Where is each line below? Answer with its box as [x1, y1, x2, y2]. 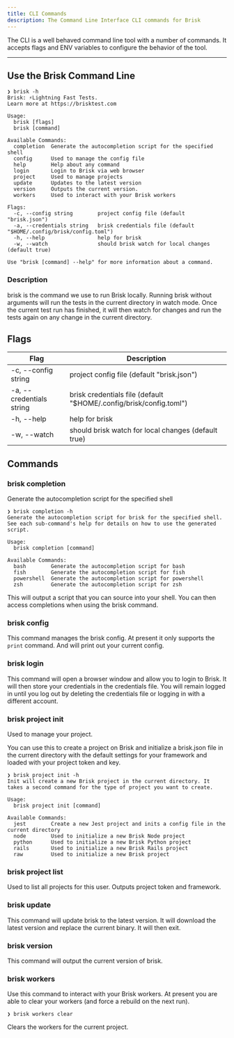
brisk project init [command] [13, 802, 101, 809]
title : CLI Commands [7, 10, 68, 17]
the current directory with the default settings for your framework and [7, 751, 208, 759]
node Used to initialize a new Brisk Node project [13, 833, 186, 840]
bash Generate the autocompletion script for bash [13, 563, 186, 570]
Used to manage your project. [7, 730, 93, 738]
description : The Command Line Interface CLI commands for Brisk [7, 17, 201, 24]
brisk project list [7, 867, 64, 876]
